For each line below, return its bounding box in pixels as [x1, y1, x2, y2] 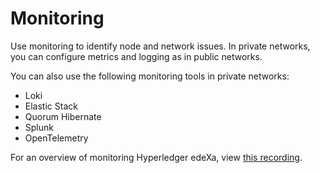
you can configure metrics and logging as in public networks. [10, 50, 263, 62]
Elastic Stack [24, 100, 78, 112]
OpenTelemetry [24, 132, 89, 144]
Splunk [24, 121, 54, 133]
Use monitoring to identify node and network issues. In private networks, [10, 40, 311, 52]
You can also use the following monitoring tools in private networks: [10, 70, 290, 82]
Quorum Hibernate [24, 110, 102, 122]
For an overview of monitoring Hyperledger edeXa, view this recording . [10, 151, 303, 163]
